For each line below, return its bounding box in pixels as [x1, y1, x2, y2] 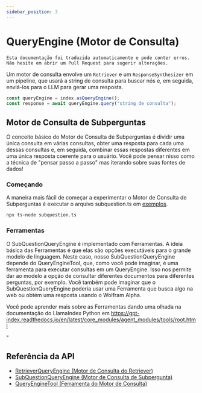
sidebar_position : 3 [6, 8, 58, 15]
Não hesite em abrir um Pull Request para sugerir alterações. [6, 60, 169, 66]
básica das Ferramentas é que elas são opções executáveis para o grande [6, 247, 191, 254]
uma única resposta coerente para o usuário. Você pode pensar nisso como [6, 152, 195, 160]
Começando [6, 180, 43, 189]
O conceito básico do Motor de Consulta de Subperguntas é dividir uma [6, 133, 185, 140]
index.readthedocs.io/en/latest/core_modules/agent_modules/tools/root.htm [6, 316, 196, 323]
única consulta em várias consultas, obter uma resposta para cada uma [6, 140, 184, 147]
